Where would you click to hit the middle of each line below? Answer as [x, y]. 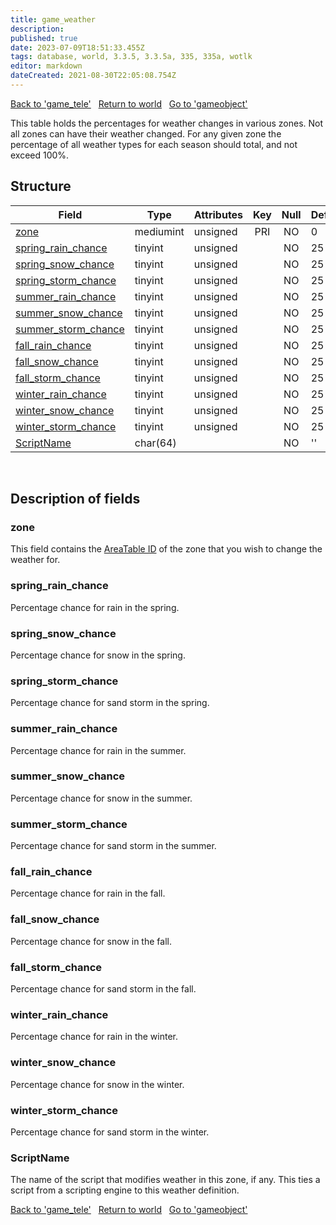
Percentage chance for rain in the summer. [98, 750]
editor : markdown [46, 66]
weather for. [35, 560]
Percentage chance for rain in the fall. [88, 893]
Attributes [218, 214]
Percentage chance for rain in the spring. [95, 607]
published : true [44, 38]
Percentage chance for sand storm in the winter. [110, 1132]
